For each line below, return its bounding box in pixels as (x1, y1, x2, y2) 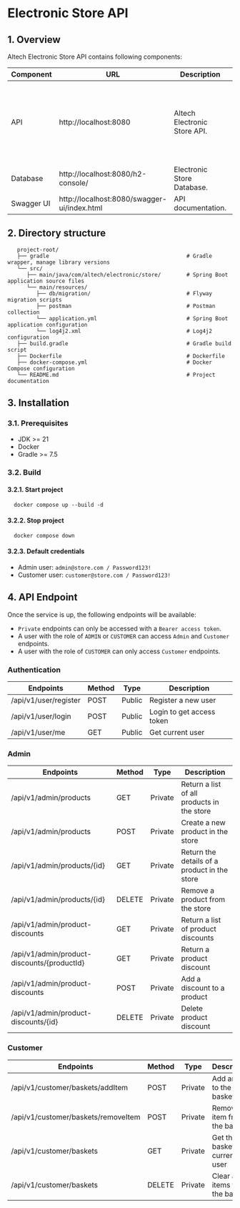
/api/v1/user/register (11, 695, 81, 706)
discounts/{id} (11, 1017, 59, 1027)
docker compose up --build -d (14, 501, 104, 508)
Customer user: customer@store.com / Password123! (17, 570, 171, 580)
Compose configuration (7, 365, 75, 372)
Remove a (181, 886, 214, 896)
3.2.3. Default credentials (7, 547, 85, 555)
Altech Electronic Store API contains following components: (7, 52, 182, 61)
